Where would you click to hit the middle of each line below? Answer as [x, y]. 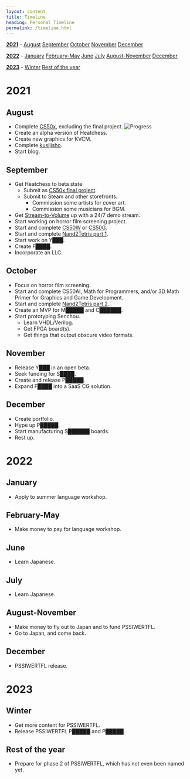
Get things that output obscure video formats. [78, 335]
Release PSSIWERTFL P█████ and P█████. [70, 731]
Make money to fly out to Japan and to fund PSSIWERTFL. [85, 627]
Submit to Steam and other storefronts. [70, 196]
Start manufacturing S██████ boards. [62, 431]
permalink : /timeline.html [39, 28]
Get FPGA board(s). [47, 328]
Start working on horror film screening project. [71, 222]
